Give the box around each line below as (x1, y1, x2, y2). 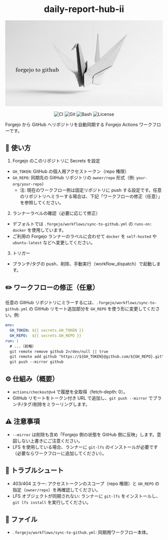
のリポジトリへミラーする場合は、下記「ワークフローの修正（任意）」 (19, 193, 162, 199)
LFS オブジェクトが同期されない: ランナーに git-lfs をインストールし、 (12, 493, 161, 499)
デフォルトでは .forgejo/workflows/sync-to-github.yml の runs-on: (12, 221, 152, 227)
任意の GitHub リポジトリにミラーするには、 (5, 300, 96, 306)
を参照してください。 (19, 200, 64, 206)
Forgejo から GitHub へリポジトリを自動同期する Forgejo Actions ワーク (5, 121, 152, 127)
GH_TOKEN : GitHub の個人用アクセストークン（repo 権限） (12, 168, 129, 174)
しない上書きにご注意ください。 (16, 438, 83, 444)
